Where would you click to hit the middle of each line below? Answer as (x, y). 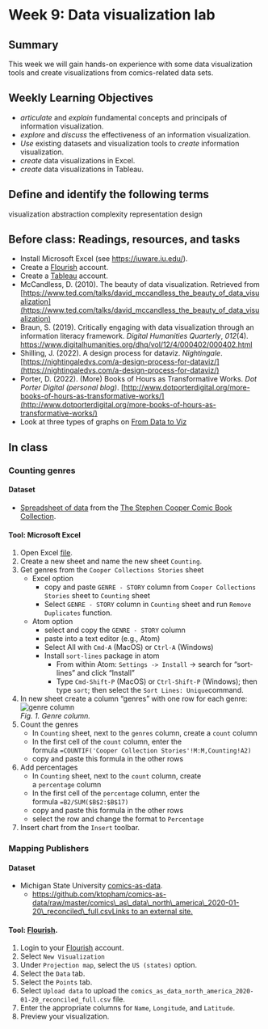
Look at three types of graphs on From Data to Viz (103, 422)
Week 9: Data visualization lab (112, 15)
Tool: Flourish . (33, 930)
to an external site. (162, 912)
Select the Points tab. (56, 982)
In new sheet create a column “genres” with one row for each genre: (134, 699)
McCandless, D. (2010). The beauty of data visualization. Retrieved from (140, 285)
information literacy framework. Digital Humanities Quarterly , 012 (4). (134, 336)
